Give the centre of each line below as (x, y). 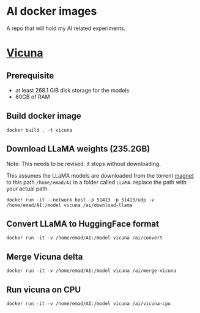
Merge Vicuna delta (45, 256)
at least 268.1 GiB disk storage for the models (72, 90)
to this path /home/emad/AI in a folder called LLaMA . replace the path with (97, 182)
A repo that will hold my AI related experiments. (66, 28)
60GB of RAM (32, 97)
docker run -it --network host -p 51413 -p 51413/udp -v (80, 200)
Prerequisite (30, 76)
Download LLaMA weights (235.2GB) (78, 149)
